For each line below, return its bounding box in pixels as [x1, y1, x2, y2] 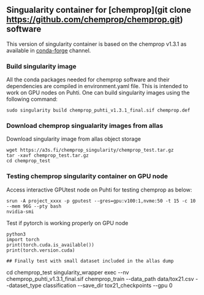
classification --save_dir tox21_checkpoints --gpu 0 [42, 282, 173, 289]
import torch [6, 236, 40, 242]
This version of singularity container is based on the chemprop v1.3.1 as [6, 40, 187, 48]
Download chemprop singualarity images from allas [6, 122, 164, 130]
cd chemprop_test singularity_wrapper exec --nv [6, 269, 129, 276]
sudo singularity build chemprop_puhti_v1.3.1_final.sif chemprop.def [6, 107, 191, 114]
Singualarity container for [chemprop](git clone [6, 5, 192, 15]
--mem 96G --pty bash [6, 203, 62, 209]
